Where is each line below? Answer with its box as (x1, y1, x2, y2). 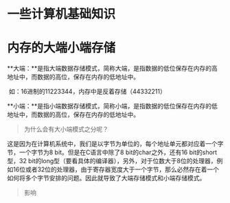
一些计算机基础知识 (7, 6, 116, 22)
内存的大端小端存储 (7, 40, 116, 56)
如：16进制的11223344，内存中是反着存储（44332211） (8, 87, 167, 96)
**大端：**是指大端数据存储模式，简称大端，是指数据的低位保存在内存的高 (7, 64, 218, 73)
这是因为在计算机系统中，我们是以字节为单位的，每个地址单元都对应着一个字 (7, 140, 224, 148)
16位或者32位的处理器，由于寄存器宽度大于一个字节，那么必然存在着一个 (12, 165, 220, 174)
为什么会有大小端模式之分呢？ (23, 125, 108, 134)
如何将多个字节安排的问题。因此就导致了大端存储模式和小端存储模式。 (7, 174, 206, 182)
